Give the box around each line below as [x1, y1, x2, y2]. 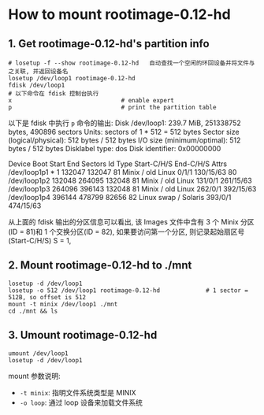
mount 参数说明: [8, 371, 61, 380]
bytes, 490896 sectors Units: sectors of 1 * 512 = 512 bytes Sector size [8, 128, 240, 136]
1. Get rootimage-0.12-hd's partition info [8, 37, 210, 50]
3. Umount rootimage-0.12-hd [8, 328, 158, 342]
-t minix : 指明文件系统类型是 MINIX [19, 387, 136, 397]
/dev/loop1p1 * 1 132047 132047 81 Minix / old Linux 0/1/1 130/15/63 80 [8, 168, 237, 176]
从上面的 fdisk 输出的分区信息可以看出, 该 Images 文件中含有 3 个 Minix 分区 [8, 217, 255, 226]
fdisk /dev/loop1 [8, 81, 65, 89]
